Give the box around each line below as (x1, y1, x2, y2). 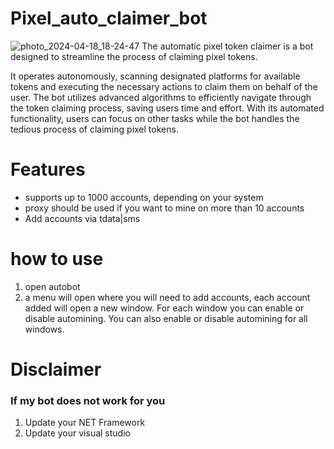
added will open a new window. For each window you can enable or (24, 302, 305, 314)
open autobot (24, 280, 81, 292)
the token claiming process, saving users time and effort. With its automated (10, 102, 325, 114)
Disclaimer (10, 358, 102, 381)
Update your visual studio (24, 427, 131, 439)
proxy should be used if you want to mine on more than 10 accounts (24, 202, 305, 214)
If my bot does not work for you (10, 393, 166, 407)
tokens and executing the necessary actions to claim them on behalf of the (10, 80, 318, 92)
